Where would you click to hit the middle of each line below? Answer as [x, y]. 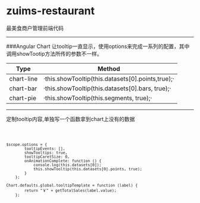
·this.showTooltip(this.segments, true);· [98, 98]
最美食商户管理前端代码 [35, 28]
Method [109, 68]
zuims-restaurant [51, 11]
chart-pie [23, 98]
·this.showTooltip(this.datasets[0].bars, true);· [107, 88]
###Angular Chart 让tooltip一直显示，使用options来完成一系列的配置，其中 [98, 46]
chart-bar [23, 88]
